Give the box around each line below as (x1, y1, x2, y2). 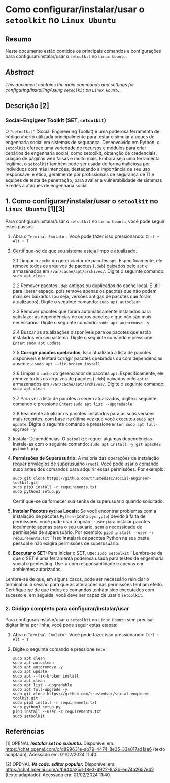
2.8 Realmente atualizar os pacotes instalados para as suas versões (12, 411, 155, 417)
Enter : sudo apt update (12, 340, 61, 346)
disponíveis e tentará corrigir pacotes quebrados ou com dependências (12, 355, 163, 361)
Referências (5, 727, 45, 736)
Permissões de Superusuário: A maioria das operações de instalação (12, 455, 159, 461)
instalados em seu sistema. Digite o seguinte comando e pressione (12, 335, 153, 341)
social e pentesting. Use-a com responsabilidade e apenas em (12, 561, 144, 567)
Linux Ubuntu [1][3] (5, 204, 65, 213)
